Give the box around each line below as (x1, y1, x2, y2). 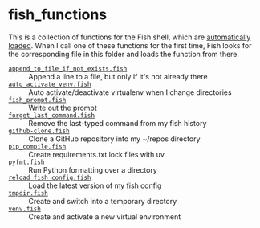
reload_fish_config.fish (8, 173, 91, 181)
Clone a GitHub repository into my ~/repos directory (28, 134, 201, 144)
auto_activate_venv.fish (8, 80, 91, 88)
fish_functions (8, 6, 108, 24)
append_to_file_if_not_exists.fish (8, 64, 128, 73)
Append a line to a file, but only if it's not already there (28, 71, 208, 81)
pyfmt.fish (8, 158, 45, 166)
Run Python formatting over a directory (28, 165, 158, 174)
